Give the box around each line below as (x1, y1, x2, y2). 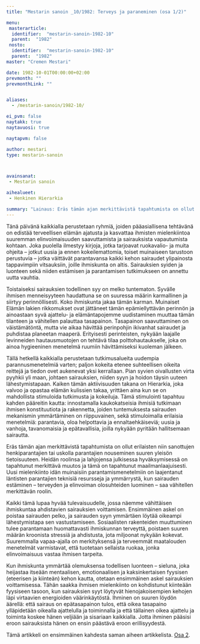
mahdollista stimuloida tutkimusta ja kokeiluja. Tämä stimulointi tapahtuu (6, 393, 185, 400)
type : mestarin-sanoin (6, 152, 63, 158)
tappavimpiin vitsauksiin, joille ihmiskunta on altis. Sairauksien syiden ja (6, 261, 183, 268)
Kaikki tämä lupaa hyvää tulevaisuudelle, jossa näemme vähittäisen (6, 499, 172, 506)
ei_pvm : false (6, 114, 42, 120)
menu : (6, 19, 20, 26)
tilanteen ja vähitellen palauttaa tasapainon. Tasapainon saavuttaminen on (6, 317, 189, 325)
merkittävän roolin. (6, 488, 53, 495)
